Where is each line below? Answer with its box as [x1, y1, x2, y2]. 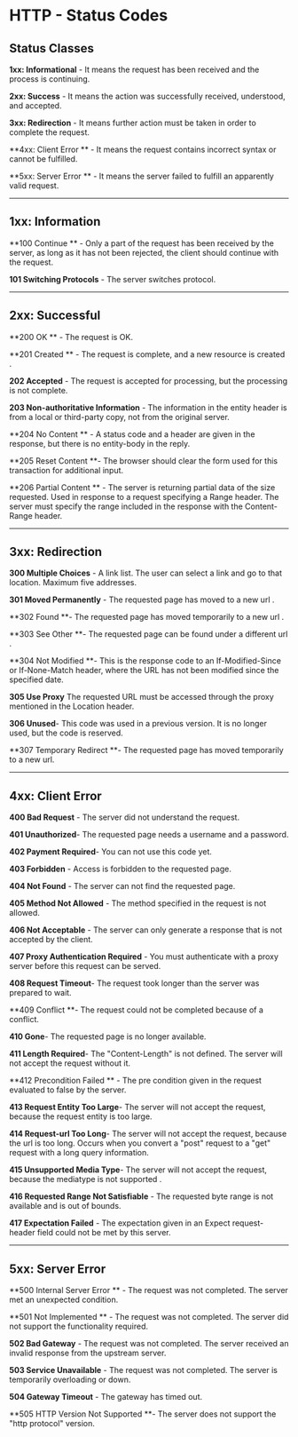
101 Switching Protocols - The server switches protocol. [9, 274, 216, 284]
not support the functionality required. [9, 1321, 149, 1332]
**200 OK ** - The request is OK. [9, 331, 133, 342]
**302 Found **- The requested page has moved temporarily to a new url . [9, 612, 285, 623]
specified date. [9, 674, 64, 685]
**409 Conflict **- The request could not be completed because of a [9, 1004, 264, 1015]
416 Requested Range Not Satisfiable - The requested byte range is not [9, 1191, 274, 1202]
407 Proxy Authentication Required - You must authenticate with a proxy [9, 951, 279, 962]
